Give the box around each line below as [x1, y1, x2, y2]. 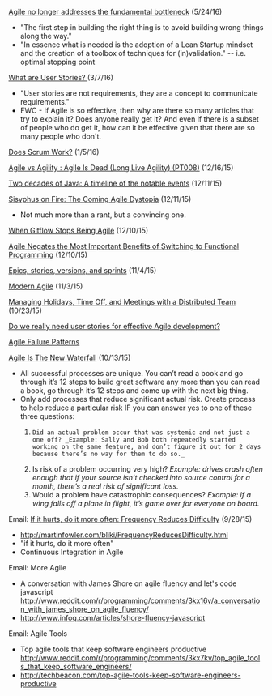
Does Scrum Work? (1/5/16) [8, 147, 100, 156]
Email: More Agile [8, 563, 67, 572]
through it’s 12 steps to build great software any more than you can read [19, 377, 261, 386]
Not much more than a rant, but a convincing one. [19, 210, 186, 220]
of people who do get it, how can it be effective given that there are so [19, 123, 255, 132]
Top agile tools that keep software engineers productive [19, 644, 207, 654]
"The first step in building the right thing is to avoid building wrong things [19, 23, 264, 32]
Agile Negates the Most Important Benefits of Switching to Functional [8, 241, 240, 250]
